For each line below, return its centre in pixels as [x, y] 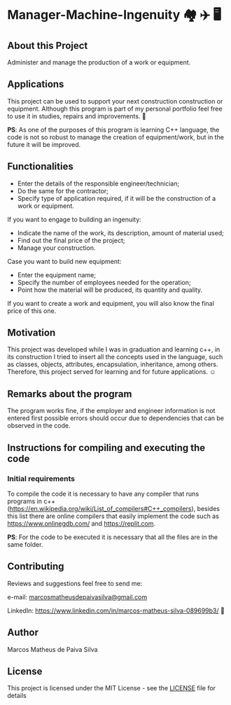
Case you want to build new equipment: [64, 261]
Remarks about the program [70, 394]
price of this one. [32, 311]
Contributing [36, 567]
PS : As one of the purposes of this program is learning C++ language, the [113, 130]
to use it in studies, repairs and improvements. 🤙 [77, 116]
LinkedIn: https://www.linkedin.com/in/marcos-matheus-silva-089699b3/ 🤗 [116, 610]
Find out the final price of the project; [71, 240]
